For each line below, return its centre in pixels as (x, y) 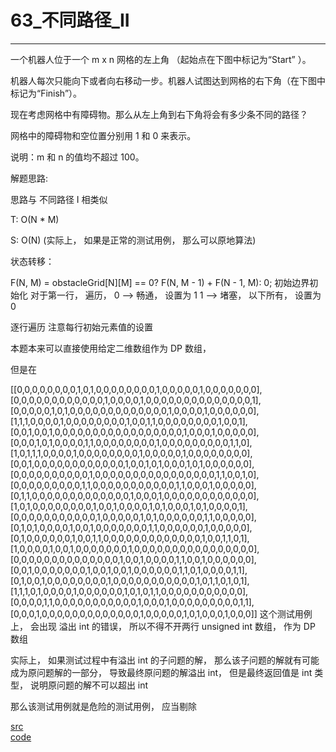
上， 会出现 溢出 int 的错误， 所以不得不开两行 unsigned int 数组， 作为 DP (163, 626)
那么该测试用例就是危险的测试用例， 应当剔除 (103, 706)
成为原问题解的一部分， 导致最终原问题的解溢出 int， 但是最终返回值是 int (161, 672)
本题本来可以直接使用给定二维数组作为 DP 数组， (111, 348)
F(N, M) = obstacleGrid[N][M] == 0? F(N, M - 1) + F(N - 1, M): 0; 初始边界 (160, 282)
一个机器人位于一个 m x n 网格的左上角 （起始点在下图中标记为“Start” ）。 (161, 59)
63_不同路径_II (70, 20)
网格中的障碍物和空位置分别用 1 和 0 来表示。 (103, 135)
